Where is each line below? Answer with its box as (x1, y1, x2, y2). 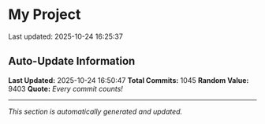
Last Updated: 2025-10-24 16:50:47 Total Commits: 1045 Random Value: (8, 75, 249, 85)
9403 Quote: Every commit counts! (8, 84, 124, 93)
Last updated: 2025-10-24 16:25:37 (8, 32, 124, 41)
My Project (8, 6, 81, 24)
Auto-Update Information (8, 54, 136, 68)
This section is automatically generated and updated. (8, 107, 183, 116)
